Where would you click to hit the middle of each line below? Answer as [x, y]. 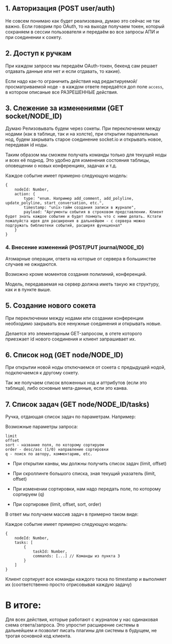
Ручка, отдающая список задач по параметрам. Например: [71, 417]
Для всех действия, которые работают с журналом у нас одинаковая [82, 620]
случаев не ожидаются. [31, 264]
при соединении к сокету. [34, 37]
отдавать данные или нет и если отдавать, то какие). [63, 71]
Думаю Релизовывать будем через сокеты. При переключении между [83, 128]
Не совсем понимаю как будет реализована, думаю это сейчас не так [83, 21]
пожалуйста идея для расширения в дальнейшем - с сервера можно [75, 221]
